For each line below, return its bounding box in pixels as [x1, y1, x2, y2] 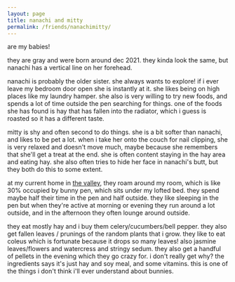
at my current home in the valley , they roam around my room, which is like [7, 179, 221, 187]
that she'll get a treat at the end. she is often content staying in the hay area [7, 150, 226, 159]
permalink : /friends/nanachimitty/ [7, 23, 112, 30]
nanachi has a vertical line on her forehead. [7, 64, 133, 72]
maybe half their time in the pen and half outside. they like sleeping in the [7, 194, 219, 202]
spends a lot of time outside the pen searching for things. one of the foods [7, 100, 222, 108]
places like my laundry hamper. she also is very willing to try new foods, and [7, 92, 228, 100]
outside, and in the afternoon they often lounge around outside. [7, 208, 191, 217]
